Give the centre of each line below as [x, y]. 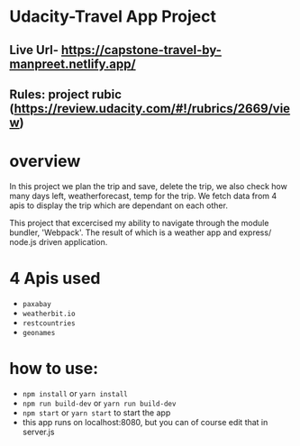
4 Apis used [55, 279]
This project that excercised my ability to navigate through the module [139, 223]
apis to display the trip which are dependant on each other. [118, 205]
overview [45, 162]
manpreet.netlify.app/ [73, 64]
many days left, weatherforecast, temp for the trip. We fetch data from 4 [143, 196]
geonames [39, 332]
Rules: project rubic [66, 94]
